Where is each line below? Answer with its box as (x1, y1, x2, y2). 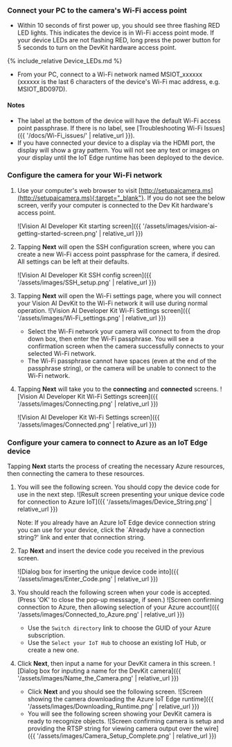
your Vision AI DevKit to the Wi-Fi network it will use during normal (17, 299, 208, 307)
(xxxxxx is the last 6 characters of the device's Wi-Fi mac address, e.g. (17, 78, 220, 86)
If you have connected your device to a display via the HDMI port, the (17, 138, 216, 147)
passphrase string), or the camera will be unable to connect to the (27, 363, 217, 372)
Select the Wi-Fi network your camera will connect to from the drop (27, 327, 221, 335)
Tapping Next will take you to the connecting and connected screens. (17, 384, 219, 393)
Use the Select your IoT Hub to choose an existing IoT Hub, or (27, 639, 206, 647)
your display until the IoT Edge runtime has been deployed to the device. (17, 153, 224, 162)
